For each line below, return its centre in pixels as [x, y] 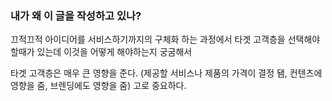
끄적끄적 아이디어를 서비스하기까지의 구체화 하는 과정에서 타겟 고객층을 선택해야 [165, 39]
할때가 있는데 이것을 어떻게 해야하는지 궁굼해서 [101, 52]
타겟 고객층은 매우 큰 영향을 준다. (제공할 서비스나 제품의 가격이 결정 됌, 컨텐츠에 [166, 73]
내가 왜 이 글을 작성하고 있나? [76, 15]
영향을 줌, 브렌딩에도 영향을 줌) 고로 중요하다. [98, 86]
